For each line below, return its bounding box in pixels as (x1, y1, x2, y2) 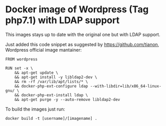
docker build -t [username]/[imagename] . (5, 116, 97, 121)
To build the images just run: (5, 106, 66, 112)
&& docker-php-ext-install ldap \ (14, 92, 88, 98)
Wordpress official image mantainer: (5, 47, 82, 53)
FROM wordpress (5, 56, 38, 62)
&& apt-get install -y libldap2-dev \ (14, 74, 97, 80)
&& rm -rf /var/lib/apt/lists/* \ (14, 79, 88, 84)
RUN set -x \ (5, 66, 33, 71)
